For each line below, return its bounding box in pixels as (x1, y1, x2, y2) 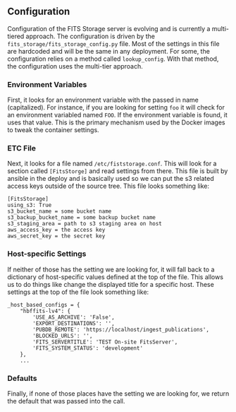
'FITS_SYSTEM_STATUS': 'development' (32, 344, 143, 352)
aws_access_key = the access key (7, 226, 106, 234)
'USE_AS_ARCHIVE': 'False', (32, 314, 115, 321)
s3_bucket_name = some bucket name (7, 208, 112, 215)
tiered (7, 32, 25, 40)
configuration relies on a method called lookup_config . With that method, (7, 54, 219, 63)
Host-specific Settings (7, 249, 87, 259)
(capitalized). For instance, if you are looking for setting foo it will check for (7, 103, 225, 112)
